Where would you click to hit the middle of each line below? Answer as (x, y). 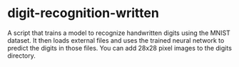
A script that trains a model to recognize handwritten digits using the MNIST (119, 33)
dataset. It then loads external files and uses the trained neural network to (116, 40)
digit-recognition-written (83, 13)
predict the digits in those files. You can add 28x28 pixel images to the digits (119, 48)
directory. (21, 56)
